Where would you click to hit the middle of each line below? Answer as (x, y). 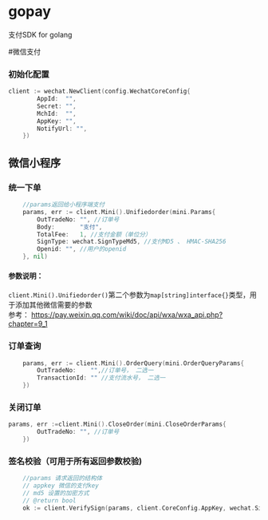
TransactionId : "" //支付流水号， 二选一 (101, 378)
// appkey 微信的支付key (61, 486)
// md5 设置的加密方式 (56, 494)
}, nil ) (35, 257)
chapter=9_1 (28, 324)
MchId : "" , (57, 113)
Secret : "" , (57, 106)
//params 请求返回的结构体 (63, 478)
